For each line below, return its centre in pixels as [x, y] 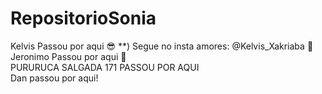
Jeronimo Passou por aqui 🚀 [68, 56]
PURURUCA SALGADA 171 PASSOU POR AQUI [105, 67]
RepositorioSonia [83, 18]
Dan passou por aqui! [54, 78]
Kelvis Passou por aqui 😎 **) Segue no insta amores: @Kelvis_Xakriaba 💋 [162, 46]
